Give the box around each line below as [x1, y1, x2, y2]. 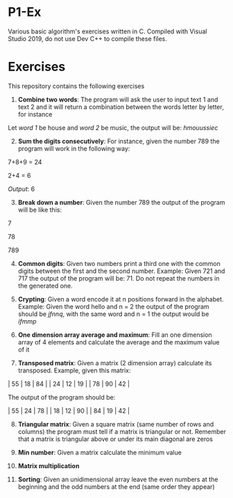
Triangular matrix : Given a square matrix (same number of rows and [17, 420, 214, 428]
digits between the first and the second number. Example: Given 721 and [17, 267, 225, 275]
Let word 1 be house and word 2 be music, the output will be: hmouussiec [8, 123, 218, 132]
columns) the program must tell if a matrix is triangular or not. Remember [17, 427, 226, 435]
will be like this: [17, 206, 62, 214]
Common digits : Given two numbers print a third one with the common [17, 259, 221, 267]
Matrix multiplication [17, 461, 80, 470]
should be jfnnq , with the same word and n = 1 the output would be [17, 310, 209, 318]
